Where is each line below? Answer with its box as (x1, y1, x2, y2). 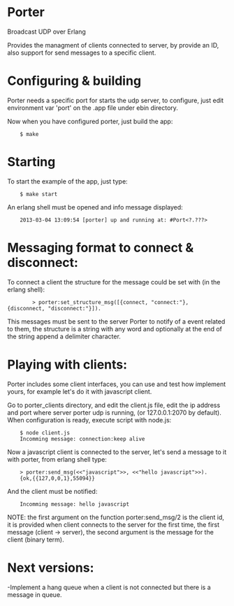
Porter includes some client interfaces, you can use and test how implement (7, 380, 226, 388)
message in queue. (7, 590, 62, 599)
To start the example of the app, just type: (7, 177, 128, 186)
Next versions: (7, 560, 94, 575)
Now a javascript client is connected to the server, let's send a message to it (7, 448, 227, 456)
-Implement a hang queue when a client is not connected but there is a (7, 583, 211, 591)
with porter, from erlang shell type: (7, 455, 107, 463)
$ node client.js (20, 429, 71, 436)
